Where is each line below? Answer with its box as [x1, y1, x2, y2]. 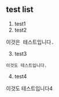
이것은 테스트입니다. [6, 39, 54, 46]
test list [6, 5, 34, 15]
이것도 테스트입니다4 [6, 85, 53, 92]
